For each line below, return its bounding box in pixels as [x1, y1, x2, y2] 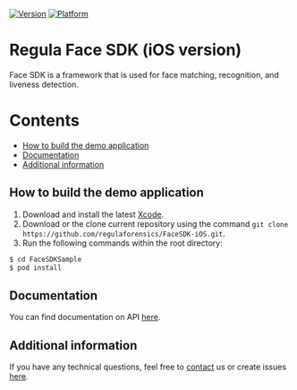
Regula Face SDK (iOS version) [9, 40, 242, 60]
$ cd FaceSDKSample [9, 255, 82, 264]
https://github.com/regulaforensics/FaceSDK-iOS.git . [21, 228, 225, 238]
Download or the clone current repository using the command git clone [21, 218, 289, 229]
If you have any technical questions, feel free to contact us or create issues [9, 361, 287, 372]
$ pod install [9, 263, 63, 273]
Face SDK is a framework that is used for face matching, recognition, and [9, 69, 279, 80]
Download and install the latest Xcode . [21, 209, 165, 220]
